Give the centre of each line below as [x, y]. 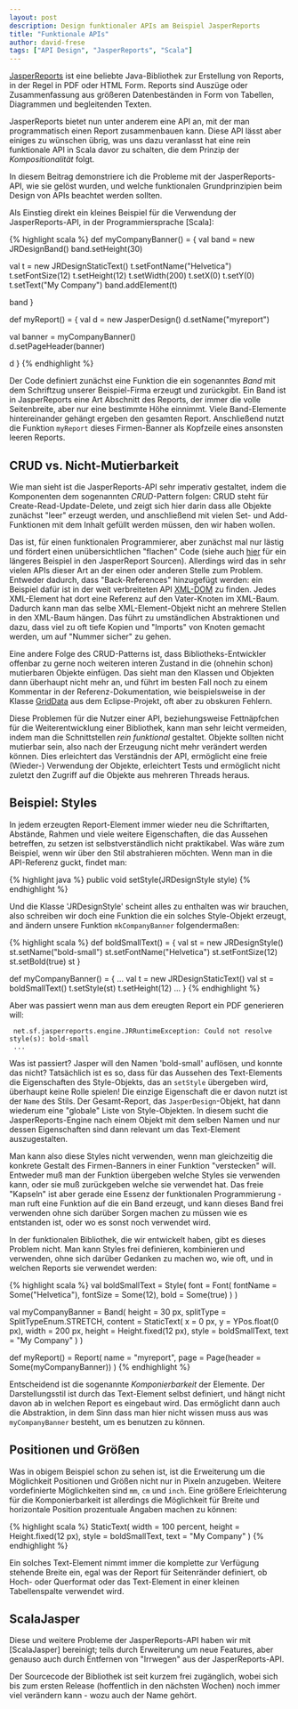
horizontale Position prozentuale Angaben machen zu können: [123, 1509]
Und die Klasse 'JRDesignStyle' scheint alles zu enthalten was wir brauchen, [149, 906]
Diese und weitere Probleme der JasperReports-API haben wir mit [130, 1640]
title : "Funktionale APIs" [59, 34]
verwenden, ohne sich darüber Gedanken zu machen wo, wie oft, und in [141, 1258]
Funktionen [30, 524]
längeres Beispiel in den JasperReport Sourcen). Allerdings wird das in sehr [148, 561]
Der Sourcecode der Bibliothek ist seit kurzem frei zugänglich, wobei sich [144, 1677]
